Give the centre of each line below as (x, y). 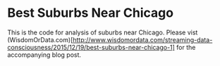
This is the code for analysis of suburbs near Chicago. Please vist (103, 32)
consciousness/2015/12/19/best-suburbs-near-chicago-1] (91, 47)
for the (186, 47)
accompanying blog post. (44, 55)
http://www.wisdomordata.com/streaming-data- (143, 39)
